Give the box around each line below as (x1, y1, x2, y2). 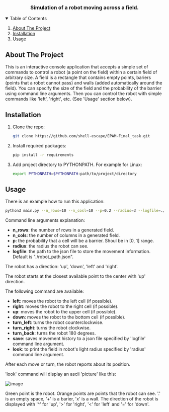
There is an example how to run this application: (5, 198, 105, 205)
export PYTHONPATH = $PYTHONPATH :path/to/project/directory (12, 171, 137, 176)
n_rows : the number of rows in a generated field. (12, 227, 114, 233)
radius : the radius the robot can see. (12, 243, 89, 249)
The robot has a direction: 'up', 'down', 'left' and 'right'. (5, 264, 119, 270)
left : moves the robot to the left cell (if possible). (12, 298, 113, 304)
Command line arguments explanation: (5, 217, 86, 223)
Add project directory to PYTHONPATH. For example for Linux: (12, 161, 142, 168)
